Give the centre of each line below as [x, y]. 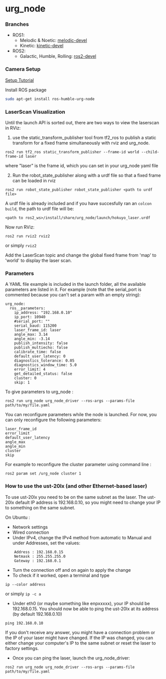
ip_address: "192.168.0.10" [43, 313]
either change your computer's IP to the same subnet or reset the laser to [81, 643]
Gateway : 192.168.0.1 [38, 561]
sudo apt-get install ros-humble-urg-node [50, 99]
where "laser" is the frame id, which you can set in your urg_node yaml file [82, 166]
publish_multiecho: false [41, 348]
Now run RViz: [20, 227]
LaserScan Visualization [35, 112]
